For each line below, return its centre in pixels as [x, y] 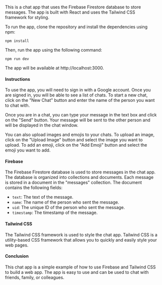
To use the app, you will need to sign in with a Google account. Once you [78, 90]
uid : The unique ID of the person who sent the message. [68, 208]
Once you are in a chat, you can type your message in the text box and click [81, 115]
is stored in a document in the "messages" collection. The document [73, 183]
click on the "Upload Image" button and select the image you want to [74, 140]
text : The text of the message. [43, 197]
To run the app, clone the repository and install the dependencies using [76, 27]
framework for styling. [27, 17]
